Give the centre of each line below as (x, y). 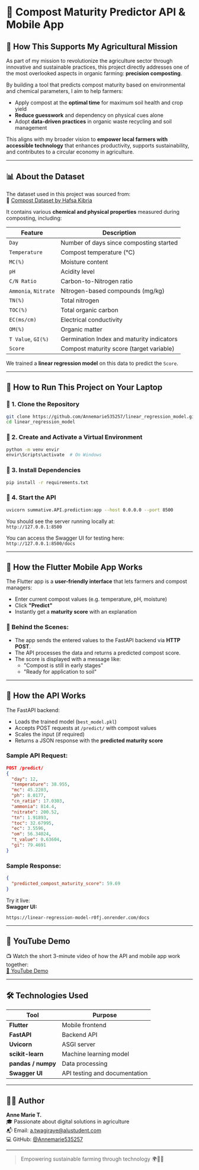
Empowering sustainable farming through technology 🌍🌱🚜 (92, 1159)
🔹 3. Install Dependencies (44, 470)
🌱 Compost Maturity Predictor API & (96, 12)
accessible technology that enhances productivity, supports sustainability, (98, 145)
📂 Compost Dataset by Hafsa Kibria (49, 200)
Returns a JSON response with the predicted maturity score (89, 741)
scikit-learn (26, 1054)
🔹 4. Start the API (31, 498)
